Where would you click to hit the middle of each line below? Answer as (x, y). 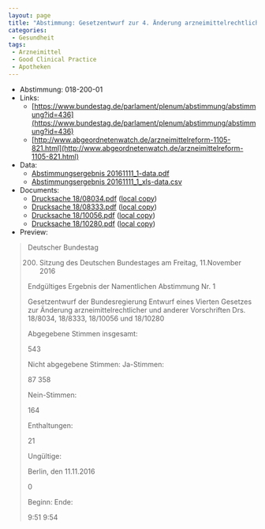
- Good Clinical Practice (54, 60)
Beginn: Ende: (50, 501)
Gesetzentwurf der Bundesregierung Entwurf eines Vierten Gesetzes (140, 302)
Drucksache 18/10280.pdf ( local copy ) (93, 223)
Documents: (39, 189)
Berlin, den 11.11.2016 (61, 471)
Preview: (34, 232)
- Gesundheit (33, 38)
